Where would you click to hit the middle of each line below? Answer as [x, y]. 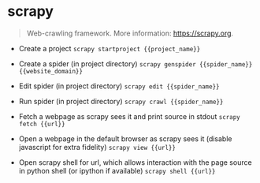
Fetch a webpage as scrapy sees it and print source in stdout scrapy [130, 116]
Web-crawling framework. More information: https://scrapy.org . [130, 33]
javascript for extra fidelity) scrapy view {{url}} [97, 147]
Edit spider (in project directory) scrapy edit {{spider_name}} [119, 86]
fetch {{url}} [42, 124]
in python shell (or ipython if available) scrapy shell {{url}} [117, 170]
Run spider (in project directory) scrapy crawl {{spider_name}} [121, 101]
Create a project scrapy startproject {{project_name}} [110, 48]
